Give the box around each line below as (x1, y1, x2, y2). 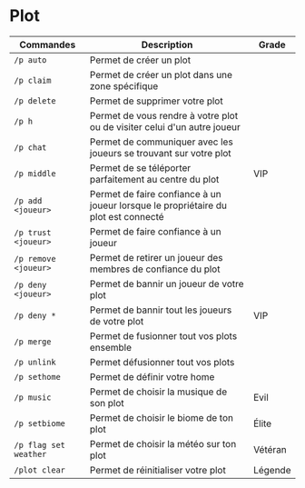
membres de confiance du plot (89, 263, 221, 275)
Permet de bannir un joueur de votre (89, 277, 244, 290)
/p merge (14, 336, 52, 346)
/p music (14, 392, 52, 403)
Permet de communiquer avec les (89, 135, 233, 148)
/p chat (14, 142, 47, 153)
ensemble (89, 341, 133, 354)
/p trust (14, 227, 52, 237)
